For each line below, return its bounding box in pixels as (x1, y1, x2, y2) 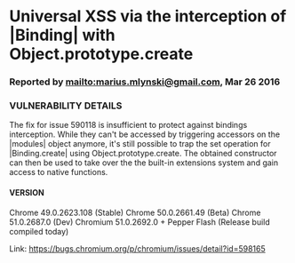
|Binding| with (9, 25, 116, 45)
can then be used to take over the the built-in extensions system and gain (9, 157, 279, 168)
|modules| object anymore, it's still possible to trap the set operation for (9, 139, 271, 149)
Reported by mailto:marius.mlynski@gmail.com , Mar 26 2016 (9, 76, 281, 88)
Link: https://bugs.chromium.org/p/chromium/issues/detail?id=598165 (9, 243, 266, 254)
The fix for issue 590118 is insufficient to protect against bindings (9, 120, 248, 131)
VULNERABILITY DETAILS (9, 100, 123, 112)
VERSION (9, 187, 44, 197)
